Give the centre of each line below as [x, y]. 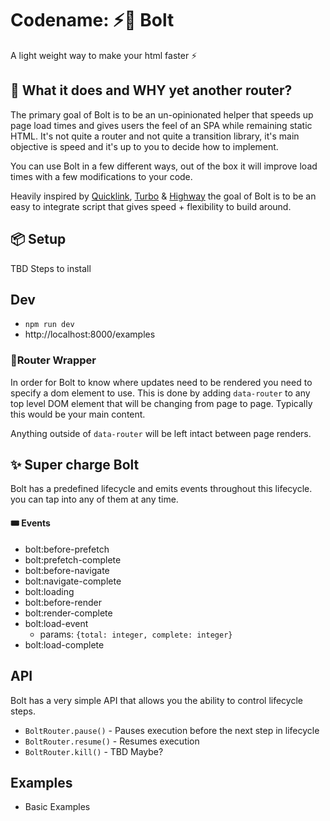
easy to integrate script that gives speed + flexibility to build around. [151, 206]
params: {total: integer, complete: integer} [136, 634]
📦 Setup [38, 239]
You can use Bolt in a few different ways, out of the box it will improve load [164, 166]
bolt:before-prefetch [67, 549]
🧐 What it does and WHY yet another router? [151, 90]
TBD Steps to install [51, 268]
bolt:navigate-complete [73, 581]
